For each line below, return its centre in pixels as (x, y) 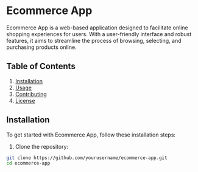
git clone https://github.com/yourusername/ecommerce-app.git (87, 158)
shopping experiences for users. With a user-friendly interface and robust (99, 34)
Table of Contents (41, 66)
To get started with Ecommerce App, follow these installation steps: (91, 135)
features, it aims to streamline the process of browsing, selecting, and (94, 40)
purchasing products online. (42, 47)
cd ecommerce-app (28, 163)
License (25, 100)
